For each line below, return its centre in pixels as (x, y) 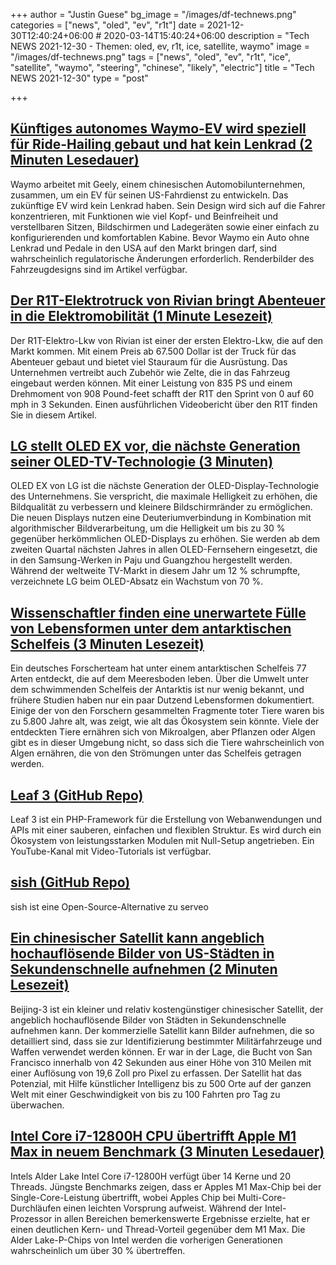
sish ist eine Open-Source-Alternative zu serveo (109, 906)
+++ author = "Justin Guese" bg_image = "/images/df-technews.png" (153, 14)
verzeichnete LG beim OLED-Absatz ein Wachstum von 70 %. (137, 581)
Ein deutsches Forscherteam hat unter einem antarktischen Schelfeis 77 (158, 668)
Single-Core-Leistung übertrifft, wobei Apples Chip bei (123, 1197)
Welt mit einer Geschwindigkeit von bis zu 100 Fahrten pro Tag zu (145, 1094)
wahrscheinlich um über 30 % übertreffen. (98, 1250)
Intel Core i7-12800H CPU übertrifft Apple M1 (153, 1136)
